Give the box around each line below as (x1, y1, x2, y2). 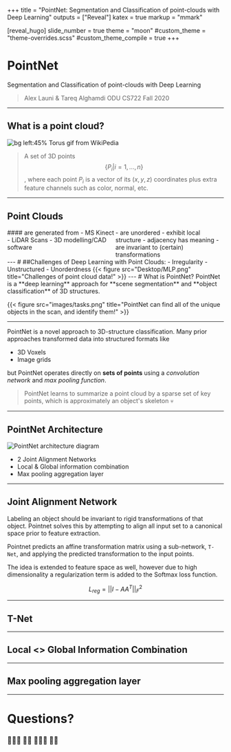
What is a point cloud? (7, 120, 104, 132)
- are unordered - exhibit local (115, 228, 201, 237)
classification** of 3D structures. (7, 287, 100, 295)
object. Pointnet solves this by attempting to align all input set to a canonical (7, 522, 223, 530)
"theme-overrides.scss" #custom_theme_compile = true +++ (7, 34, 180, 42)
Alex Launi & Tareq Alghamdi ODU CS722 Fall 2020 (23, 94, 170, 102)
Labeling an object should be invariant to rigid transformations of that (7, 514, 203, 522)
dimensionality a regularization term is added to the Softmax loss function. (7, 570, 218, 579)
